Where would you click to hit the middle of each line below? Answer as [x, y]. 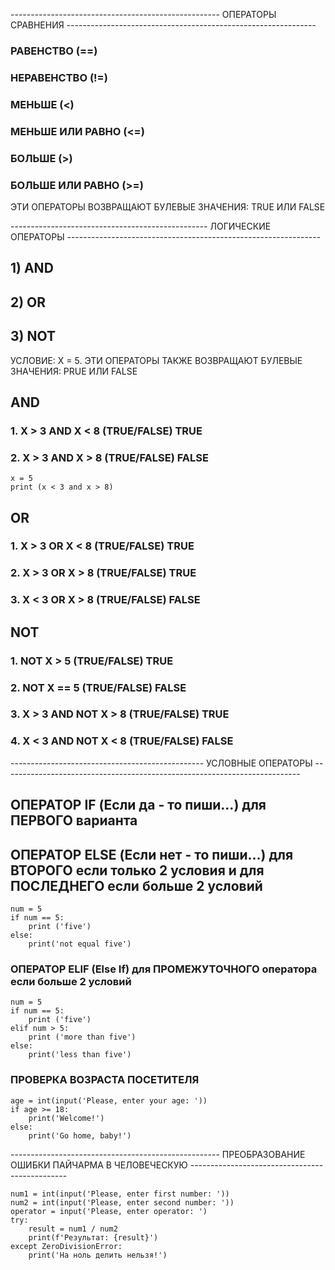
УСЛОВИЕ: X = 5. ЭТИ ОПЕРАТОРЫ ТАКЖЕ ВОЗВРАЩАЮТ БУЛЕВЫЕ [156, 360]
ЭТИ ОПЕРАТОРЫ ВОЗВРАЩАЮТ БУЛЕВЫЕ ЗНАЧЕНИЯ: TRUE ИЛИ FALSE [168, 206]
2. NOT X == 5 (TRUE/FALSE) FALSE [98, 687]
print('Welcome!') [66, 1118]
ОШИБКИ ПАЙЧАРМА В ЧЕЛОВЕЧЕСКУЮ [99, 1165]
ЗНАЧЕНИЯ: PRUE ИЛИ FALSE [74, 371]
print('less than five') [80, 1055]
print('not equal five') [80, 944]
